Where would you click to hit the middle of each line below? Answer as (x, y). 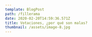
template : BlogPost (25, 9)
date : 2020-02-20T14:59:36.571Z (38, 18)
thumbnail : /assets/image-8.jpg (38, 27)
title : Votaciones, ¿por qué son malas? (46, 23)
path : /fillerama (23, 14)
